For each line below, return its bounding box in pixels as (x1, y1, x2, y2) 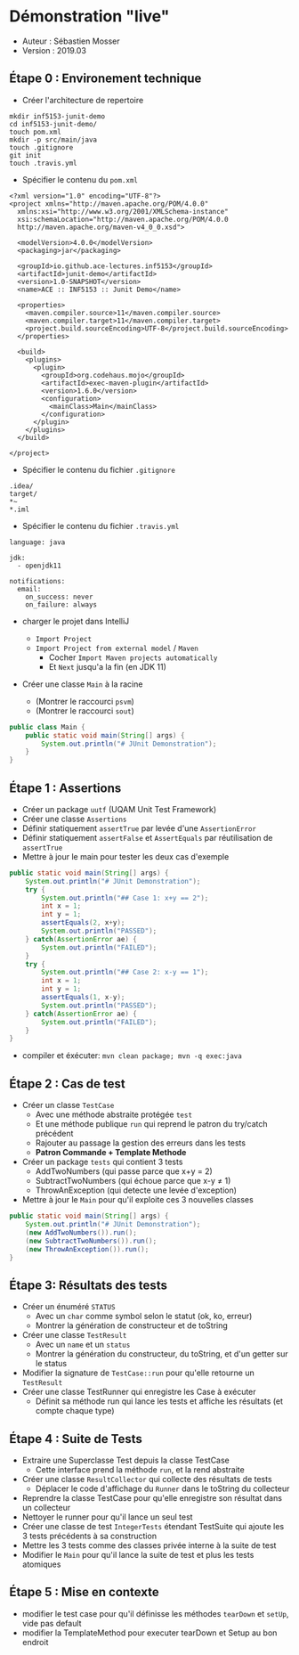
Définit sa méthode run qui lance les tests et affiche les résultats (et (35, 1396, 283, 1406)
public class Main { (9, 722, 86, 731)
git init (9, 151, 42, 159)
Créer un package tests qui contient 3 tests (21, 1156, 183, 1168)
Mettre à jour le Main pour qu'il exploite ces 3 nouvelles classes (21, 1194, 254, 1205)
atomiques (21, 1559, 61, 1569)
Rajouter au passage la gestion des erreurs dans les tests (35, 1137, 246, 1148)
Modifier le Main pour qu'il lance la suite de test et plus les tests (21, 1550, 255, 1560)
